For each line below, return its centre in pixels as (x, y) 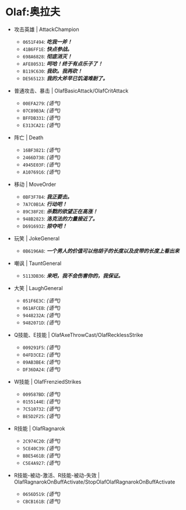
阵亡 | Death (29, 137)
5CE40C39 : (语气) (42, 448)
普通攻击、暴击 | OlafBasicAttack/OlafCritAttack (71, 91)
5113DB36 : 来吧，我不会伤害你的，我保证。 (73, 275)
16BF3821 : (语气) (42, 150)
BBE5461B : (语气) (42, 455)
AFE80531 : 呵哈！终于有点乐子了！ (63, 63)
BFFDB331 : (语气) (42, 118)
